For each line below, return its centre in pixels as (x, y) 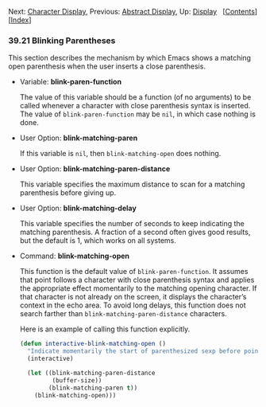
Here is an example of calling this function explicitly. (105, 329)
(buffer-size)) (77, 380)
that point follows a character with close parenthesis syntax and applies (137, 280)
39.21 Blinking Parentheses (62, 41)
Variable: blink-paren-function (70, 82)
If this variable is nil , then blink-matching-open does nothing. (120, 154)
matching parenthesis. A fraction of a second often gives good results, (135, 232)
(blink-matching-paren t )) (93, 388)
